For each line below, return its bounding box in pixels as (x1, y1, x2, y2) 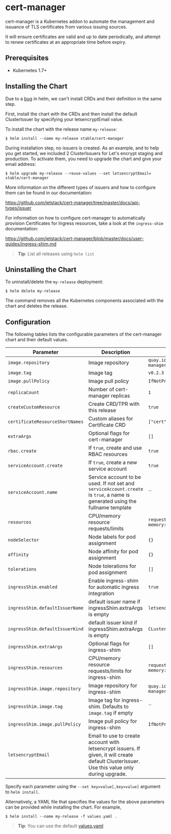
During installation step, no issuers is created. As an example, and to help (5, 144, 159, 151)
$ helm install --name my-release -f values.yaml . (5, 814, 117, 819)
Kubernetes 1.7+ (12, 67, 47, 73)
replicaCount (8, 390, 40, 396)
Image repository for (88, 682, 137, 689)
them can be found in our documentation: (5, 190, 93, 196)
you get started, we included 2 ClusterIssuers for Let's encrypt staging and (5, 150, 163, 156)
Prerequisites (5, 54, 49, 63)
